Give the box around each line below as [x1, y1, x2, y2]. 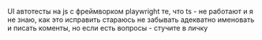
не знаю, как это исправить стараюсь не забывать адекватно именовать [7, 15, 255, 24]
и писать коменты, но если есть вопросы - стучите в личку [7, 24, 208, 32]
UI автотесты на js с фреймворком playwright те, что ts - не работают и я [7, 7, 253, 16]
